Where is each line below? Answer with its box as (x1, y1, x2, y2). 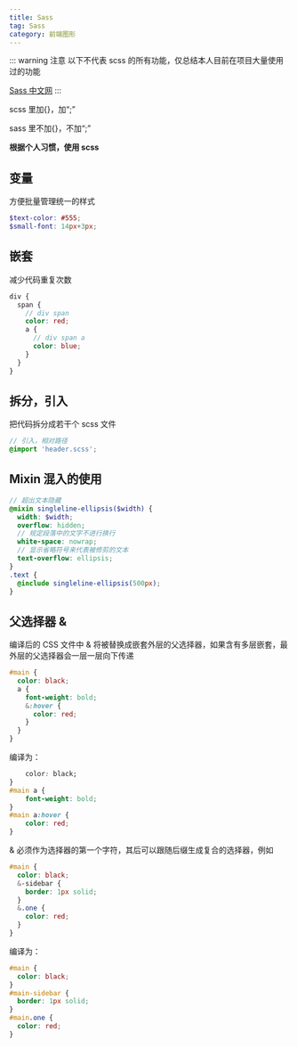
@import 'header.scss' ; (9, 445, 98, 454)
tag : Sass (9, 21, 46, 30)
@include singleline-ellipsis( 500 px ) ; (17, 578, 162, 588)
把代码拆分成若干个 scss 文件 (9, 419, 117, 429)
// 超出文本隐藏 (9, 495, 61, 504)
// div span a (32, 333, 86, 343)
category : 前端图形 (9, 29, 76, 38)
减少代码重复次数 (9, 274, 72, 285)
